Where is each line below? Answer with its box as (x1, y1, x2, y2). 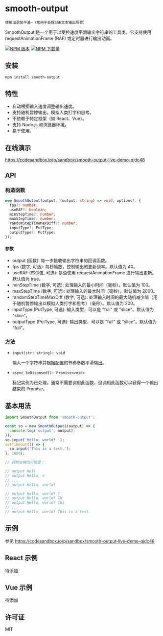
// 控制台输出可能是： (5, 460, 45, 465)
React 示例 (5, 554, 38, 562)
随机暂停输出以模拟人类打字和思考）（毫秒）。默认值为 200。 (16, 301, 138, 306)
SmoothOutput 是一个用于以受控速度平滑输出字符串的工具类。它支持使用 (5, 29, 152, 35)
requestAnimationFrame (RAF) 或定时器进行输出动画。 (5, 35, 115, 41)
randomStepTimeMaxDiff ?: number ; (9, 221, 78, 226)
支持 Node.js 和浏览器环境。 (12, 122, 70, 128)
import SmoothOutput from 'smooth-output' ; (5, 415, 95, 420)
